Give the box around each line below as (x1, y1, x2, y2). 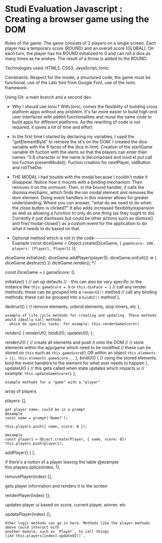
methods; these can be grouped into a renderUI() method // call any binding (5, 289, 157, 295)
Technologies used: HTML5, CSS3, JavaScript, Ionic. (5, 65, 110, 71)
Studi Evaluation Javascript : (5, 3, 123, 15)
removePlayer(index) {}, (5, 474, 53, 479)
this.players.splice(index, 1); (5, 464, 60, 470)
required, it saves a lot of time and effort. (12, 124, 93, 130)
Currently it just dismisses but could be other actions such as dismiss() (12, 215, 153, 221)
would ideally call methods (5, 317, 62, 322)
